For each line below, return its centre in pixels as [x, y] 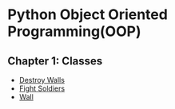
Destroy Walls [42, 80]
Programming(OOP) [74, 31]
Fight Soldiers [42, 88]
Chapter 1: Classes [55, 61]
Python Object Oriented [88, 15]
